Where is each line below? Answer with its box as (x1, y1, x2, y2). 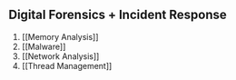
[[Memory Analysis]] (21, 31, 99, 42)
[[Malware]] (21, 41, 66, 52)
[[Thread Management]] (21, 60, 113, 71)
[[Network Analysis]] (21, 50, 100, 62)
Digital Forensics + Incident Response (8, 7, 228, 23)
